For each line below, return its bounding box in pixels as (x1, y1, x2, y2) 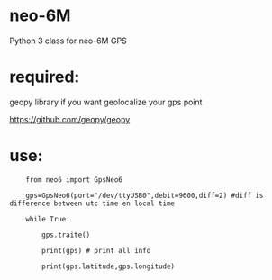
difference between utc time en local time (9, 199, 176, 208)
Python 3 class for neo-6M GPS (9, 35, 128, 46)
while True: (25, 214, 70, 223)
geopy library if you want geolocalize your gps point (9, 96, 203, 107)
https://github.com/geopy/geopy (9, 113, 131, 124)
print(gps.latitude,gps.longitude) (41, 262, 176, 271)
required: (9, 67, 80, 87)
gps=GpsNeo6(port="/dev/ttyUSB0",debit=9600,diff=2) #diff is (25, 191, 264, 200)
